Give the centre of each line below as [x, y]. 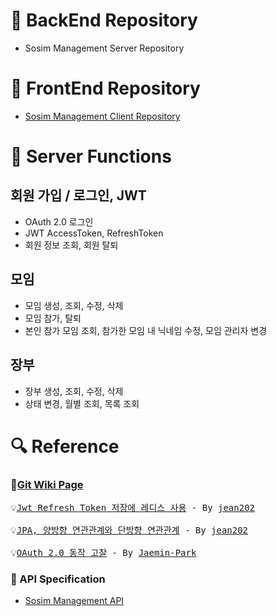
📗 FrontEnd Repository [105, 88]
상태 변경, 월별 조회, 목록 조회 [82, 403]
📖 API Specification [58, 579]
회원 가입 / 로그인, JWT [78, 195]
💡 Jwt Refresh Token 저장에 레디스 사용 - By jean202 [133, 507]
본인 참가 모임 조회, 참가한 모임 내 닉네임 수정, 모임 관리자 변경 [146, 330]
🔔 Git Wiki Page [47, 484]
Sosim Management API [74, 601]
